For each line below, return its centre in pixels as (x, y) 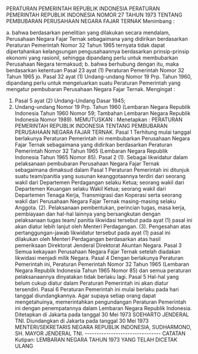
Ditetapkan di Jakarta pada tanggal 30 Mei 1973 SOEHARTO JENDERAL (102, 314)
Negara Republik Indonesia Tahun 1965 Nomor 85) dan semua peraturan (103, 271)
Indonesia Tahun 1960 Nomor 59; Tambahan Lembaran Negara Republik (103, 113)
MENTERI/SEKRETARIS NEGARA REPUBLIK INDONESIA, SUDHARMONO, (103, 327)
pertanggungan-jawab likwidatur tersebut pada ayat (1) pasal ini (92, 233)
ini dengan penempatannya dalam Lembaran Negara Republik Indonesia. (103, 308)
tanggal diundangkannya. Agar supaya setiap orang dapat (85, 296)
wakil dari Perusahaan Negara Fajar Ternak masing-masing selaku (95, 201)
